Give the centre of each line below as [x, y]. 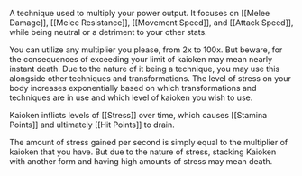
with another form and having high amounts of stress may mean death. [141, 161]
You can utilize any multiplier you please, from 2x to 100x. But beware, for [146, 50]
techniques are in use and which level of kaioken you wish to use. [131, 97]
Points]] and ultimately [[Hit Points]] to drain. [92, 125]
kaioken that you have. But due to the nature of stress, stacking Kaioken [143, 152]
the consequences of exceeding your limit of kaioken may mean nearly [141, 59]
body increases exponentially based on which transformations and [133, 88]
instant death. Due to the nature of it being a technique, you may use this [145, 69]
